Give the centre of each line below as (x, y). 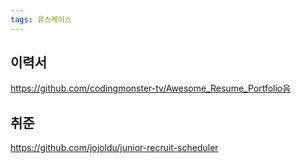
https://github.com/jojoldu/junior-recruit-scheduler (114, 148)
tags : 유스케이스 (41, 19)
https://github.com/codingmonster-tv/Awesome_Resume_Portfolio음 (151, 88)
